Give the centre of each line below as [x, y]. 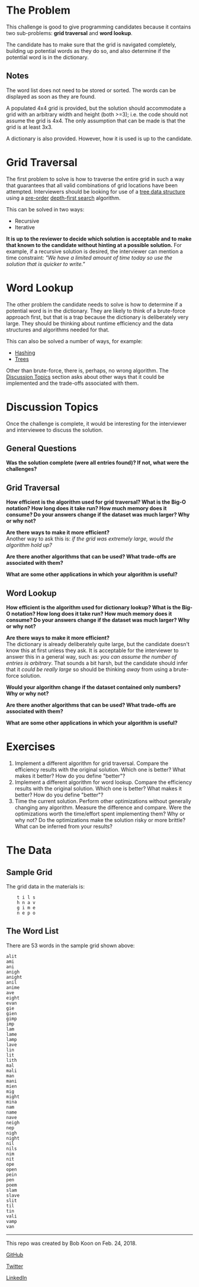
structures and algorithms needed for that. [58, 330]
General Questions [41, 448]
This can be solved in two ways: [45, 209]
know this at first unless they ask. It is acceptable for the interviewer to [92, 650]
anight [14, 977]
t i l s [26, 897]
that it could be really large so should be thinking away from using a [89, 669]
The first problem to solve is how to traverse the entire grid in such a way [95, 179]
